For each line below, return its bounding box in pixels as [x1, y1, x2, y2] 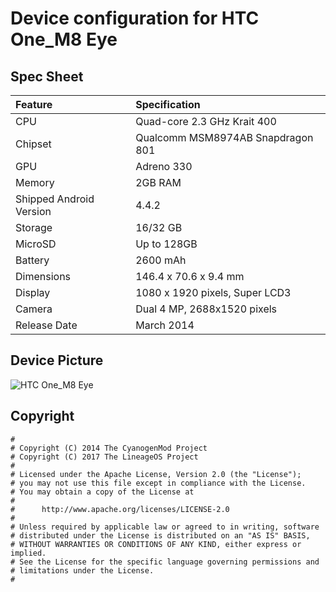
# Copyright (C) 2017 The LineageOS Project [10, 452, 199, 462]
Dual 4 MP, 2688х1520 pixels [135, 302, 278, 316]
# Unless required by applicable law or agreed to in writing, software [10, 522, 320, 532]
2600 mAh [135, 253, 187, 267]
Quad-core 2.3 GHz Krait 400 [135, 115, 277, 128]
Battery [15, 253, 50, 267]
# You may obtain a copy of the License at [10, 487, 195, 497]
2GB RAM [135, 176, 182, 189]
